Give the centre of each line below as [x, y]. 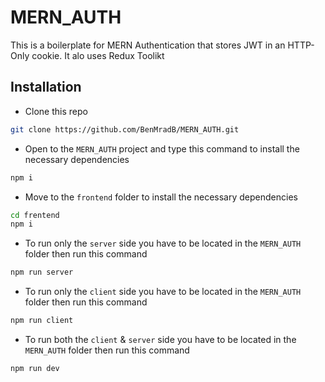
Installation [46, 87]
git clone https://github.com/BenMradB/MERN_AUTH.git [125, 129]
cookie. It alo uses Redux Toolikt [98, 55]
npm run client [42, 321]
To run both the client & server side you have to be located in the [160, 339]
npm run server [42, 272]
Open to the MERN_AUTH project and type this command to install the [162, 148]
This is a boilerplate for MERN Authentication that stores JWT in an [148, 45]
